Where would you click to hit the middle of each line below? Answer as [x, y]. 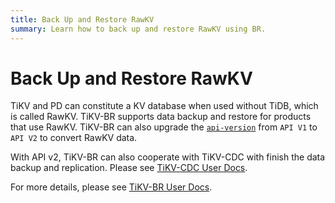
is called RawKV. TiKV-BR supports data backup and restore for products [161, 117]
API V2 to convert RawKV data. [74, 138]
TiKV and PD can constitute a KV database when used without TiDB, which [164, 106]
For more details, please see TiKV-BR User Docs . [111, 187]
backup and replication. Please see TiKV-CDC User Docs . [129, 168]
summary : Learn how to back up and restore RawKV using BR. [138, 29]
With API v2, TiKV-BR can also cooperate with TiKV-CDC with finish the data [168, 157]
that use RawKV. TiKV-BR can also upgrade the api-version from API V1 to [164, 127]
